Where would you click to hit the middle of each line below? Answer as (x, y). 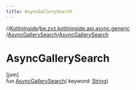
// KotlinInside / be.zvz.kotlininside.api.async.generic (68, 28)
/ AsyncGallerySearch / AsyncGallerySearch (57, 34)
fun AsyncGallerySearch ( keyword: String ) (57, 81)
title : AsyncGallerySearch (39, 11)
